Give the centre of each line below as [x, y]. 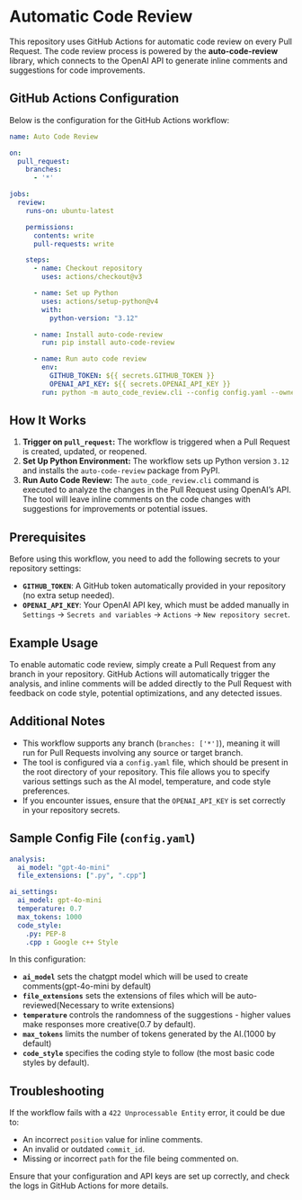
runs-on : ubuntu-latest [70, 210]
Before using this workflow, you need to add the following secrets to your [145, 559]
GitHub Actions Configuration [94, 99]
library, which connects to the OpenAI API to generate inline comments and [148, 60]
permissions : [50, 227]
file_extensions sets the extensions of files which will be [129, 996]
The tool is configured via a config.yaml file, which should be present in [155, 762]
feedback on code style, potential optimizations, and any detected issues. [146, 694]
